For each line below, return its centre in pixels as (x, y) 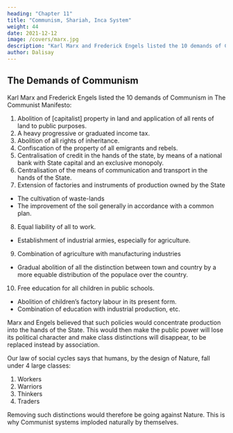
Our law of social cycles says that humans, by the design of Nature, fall (109, 358)
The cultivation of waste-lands (61, 198)
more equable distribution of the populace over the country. (103, 274)
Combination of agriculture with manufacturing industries (99, 253)
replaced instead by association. (53, 345)
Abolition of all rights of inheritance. (68, 141)
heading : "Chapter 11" (40, 14)
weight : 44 (23, 26)
